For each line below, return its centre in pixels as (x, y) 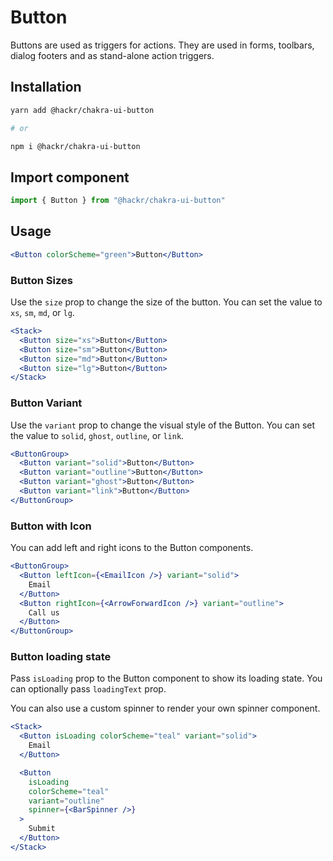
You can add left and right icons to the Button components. (132, 548)
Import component (70, 177)
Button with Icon (51, 526)
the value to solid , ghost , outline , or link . (97, 435)
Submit (42, 829)
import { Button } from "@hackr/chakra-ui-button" (118, 201)
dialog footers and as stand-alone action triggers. (112, 55)
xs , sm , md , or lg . (42, 313)
